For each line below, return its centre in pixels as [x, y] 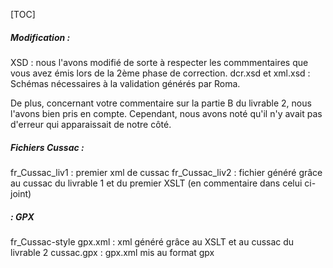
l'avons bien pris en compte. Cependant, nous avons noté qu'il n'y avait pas [166, 113]
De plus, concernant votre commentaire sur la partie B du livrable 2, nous [161, 103]
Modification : [40, 37]
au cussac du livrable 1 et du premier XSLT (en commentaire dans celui [156, 183]
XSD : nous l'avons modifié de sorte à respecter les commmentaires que [159, 62]
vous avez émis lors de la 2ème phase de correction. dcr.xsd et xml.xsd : [160, 73]
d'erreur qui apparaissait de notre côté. [91, 124]
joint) [21, 193]
